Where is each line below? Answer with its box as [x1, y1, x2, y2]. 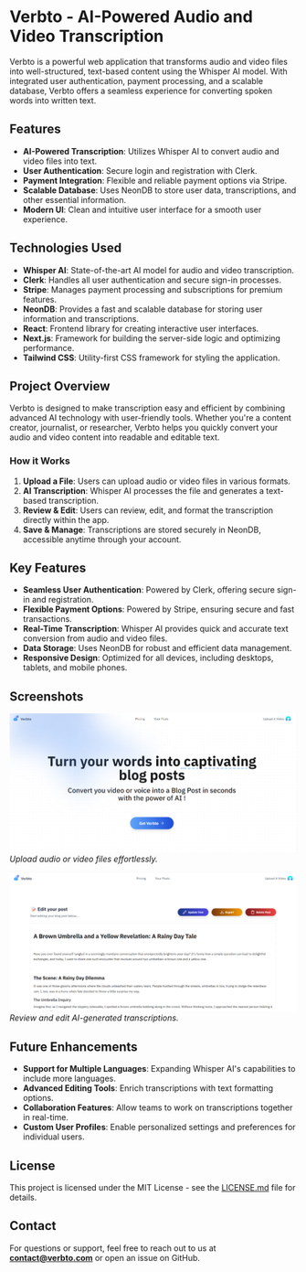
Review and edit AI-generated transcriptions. [9, 1012, 179, 1023]
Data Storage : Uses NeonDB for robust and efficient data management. [22, 643, 292, 654]
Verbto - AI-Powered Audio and [9, 6, 253, 27]
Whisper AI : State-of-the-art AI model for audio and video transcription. [22, 264, 294, 275]
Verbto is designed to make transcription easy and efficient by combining [9, 402, 286, 413]
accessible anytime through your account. [22, 533, 182, 545]
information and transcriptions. [22, 313, 140, 324]
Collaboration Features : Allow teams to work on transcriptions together [22, 1102, 293, 1113]
